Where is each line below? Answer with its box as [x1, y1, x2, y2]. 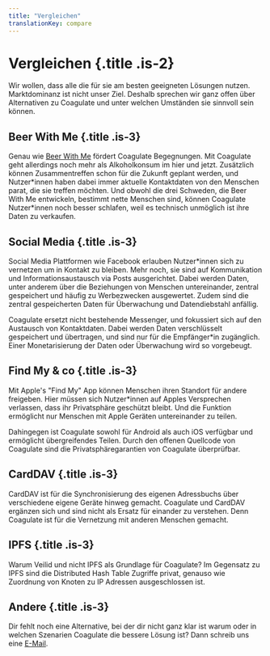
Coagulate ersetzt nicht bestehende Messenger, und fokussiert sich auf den [8, 315, 262, 325]
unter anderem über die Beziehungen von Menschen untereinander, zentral [8, 282, 259, 292]
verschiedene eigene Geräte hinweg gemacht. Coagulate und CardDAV [8, 498, 245, 507]
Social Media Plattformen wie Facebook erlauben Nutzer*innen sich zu [8, 256, 244, 267]
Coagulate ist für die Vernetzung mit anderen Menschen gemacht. [8, 515, 229, 524]
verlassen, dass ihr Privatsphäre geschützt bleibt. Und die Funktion [8, 402, 232, 412]
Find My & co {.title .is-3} [8, 364, 137, 378]
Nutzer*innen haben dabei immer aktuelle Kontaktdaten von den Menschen [8, 177, 259, 187]
